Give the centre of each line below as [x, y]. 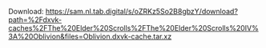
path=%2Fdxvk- [35, 20]
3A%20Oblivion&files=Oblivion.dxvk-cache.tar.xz [90, 36]
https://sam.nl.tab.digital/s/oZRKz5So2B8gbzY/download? [142, 11]
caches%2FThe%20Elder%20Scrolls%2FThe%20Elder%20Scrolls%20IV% [133, 28]
